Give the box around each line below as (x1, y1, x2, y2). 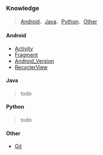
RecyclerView (14, 63, 48, 71)
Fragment (14, 51, 38, 58)
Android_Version (14, 57, 54, 64)
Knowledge (6, 4, 40, 12)
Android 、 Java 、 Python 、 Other (20, 18, 98, 25)
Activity (14, 45, 33, 52)
